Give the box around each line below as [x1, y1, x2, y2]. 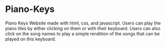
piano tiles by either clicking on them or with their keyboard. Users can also [5, 25, 161, 31]
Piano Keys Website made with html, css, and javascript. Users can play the [5, 20, 161, 26]
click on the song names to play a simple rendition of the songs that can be [5, 30, 160, 36]
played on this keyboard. [5, 36, 56, 42]
